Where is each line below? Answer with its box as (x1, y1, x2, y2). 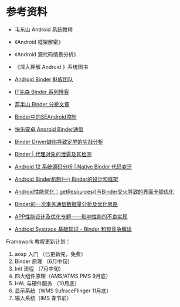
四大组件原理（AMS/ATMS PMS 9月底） (14, 272, 111, 279)
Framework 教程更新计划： (6, 238, 71, 245)
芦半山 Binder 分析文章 (14, 100, 70, 107)
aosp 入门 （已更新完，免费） (14, 250, 86, 257)
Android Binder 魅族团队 (14, 76, 73, 83)
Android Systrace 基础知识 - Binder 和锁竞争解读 (14, 225, 132, 232)
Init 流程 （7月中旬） (14, 265, 64, 272)
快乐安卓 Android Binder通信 (14, 126, 84, 133)
